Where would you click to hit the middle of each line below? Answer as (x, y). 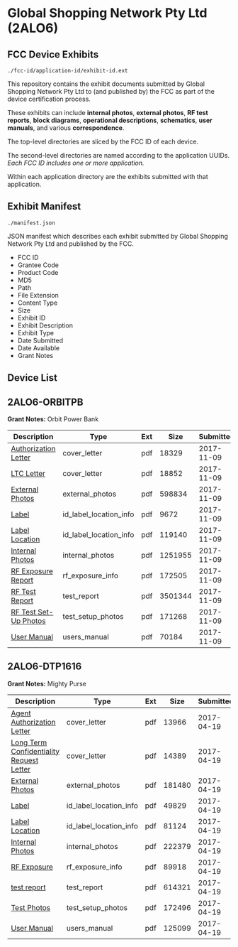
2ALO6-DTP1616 (45, 667)
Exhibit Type (36, 332)
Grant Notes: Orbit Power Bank (53, 419)
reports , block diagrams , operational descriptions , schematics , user (110, 120)
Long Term (29, 742)
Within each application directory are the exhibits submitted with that (108, 177)
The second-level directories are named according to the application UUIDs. (119, 155)
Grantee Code (38, 265)
